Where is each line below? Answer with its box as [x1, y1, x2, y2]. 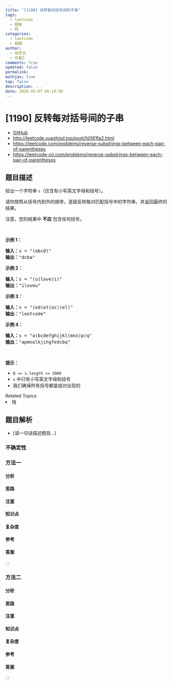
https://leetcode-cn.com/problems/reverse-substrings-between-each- [12, 151, 163, 158]
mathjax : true [5, 74, 36, 80]
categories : [5, 31, 31, 36]
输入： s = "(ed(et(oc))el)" [5, 305, 73, 311]
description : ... [5, 84, 43, 89]
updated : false [5, 65, 38, 70]
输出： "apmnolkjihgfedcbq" [5, 339, 71, 345]
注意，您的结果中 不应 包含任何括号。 [5, 216, 85, 222]
